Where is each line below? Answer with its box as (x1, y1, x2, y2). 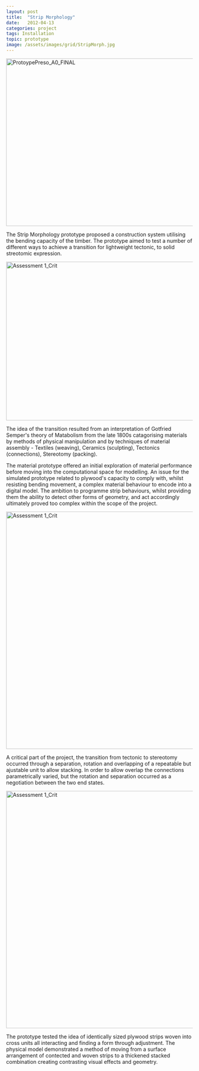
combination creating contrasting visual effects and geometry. (6, 1058, 158, 1065)
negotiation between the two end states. (6, 778, 105, 786)
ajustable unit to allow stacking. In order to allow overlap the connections (6, 766, 185, 773)
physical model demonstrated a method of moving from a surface (6, 1045, 166, 1053)
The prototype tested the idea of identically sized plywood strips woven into (6, 1033, 192, 1040)
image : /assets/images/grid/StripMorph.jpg (6, 42, 115, 48)
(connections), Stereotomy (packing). (6, 450, 98, 457)
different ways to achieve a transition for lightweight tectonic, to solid (6, 243, 175, 250)
